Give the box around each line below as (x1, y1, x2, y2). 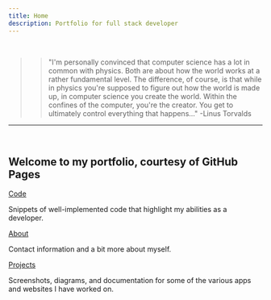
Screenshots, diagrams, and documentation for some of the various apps (8, 276, 252, 285)
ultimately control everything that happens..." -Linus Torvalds (48, 108, 252, 118)
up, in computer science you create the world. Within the (48, 91, 238, 101)
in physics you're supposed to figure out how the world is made (48, 82, 261, 93)
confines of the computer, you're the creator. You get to (48, 100, 234, 110)
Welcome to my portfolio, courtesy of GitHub (8, 155, 239, 169)
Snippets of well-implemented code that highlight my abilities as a (8, 205, 227, 215)
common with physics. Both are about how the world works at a (48, 65, 261, 75)
